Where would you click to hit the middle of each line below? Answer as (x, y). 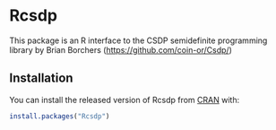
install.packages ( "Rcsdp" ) (60, 116)
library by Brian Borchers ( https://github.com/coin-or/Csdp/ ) (121, 49)
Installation (41, 78)
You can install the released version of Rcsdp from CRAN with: (125, 100)
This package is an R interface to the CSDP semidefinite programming (138, 40)
